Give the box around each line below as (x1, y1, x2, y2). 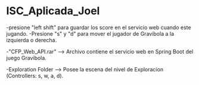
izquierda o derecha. (6, 36, 57, 43)
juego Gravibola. (6, 54, 46, 61)
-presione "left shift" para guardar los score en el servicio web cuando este (6, 24, 192, 31)
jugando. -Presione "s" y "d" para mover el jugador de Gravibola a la (6, 30, 175, 37)
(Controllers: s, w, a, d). (6, 72, 64, 79)
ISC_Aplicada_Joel (6, 4, 100, 18)
